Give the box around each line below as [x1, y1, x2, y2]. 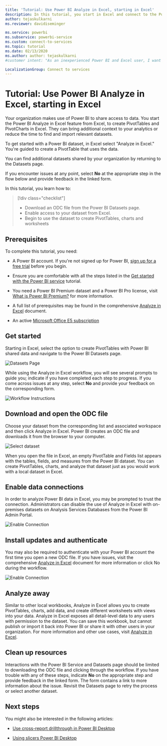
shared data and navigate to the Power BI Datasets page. [5, 350, 122, 356]
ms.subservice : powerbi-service [5, 35, 72, 40]
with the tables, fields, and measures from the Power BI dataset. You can [5, 458, 154, 464]
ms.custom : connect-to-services [5, 39, 72, 45]
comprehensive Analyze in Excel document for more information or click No [5, 560, 160, 566]
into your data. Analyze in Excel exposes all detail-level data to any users [5, 613, 155, 619]
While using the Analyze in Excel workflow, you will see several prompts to [5, 370, 158, 375]
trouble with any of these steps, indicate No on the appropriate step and [5, 672, 153, 678]
